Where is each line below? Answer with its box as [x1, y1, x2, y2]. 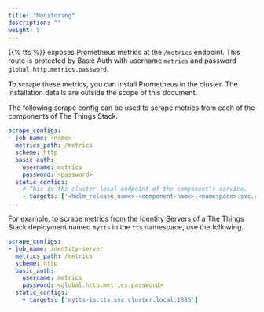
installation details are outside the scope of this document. [8, 88, 198, 97]
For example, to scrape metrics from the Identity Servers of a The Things [8, 214, 244, 223]
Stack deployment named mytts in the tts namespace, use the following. [8, 222, 244, 232]
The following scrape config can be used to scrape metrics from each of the [8, 103, 255, 112]
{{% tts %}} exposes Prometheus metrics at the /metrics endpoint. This [8, 48, 241, 57]
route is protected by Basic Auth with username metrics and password [8, 56, 236, 65]
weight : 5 [8, 26, 41, 34]
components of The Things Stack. [8, 112, 119, 121]
